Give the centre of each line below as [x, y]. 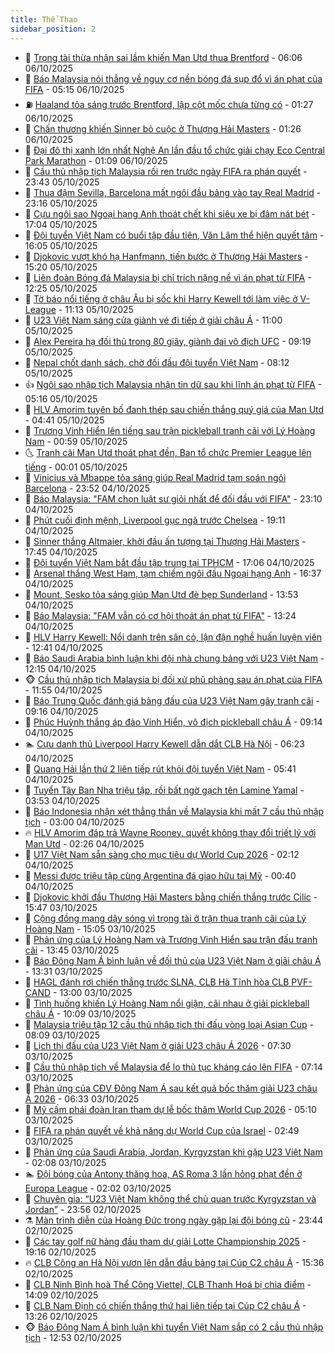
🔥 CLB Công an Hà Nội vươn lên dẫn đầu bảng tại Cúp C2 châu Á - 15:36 [174, 1262]
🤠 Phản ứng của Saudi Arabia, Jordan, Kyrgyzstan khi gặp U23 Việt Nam [173, 1152]
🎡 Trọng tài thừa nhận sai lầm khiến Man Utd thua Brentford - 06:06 [163, 57]
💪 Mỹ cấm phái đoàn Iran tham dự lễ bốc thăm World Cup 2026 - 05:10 [170, 1109]
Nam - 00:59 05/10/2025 [76, 441]
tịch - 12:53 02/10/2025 [73, 1337]
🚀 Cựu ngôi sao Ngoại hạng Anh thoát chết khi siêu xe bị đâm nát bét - [170, 213]
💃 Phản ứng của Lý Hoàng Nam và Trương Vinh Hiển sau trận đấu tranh [171, 939]
